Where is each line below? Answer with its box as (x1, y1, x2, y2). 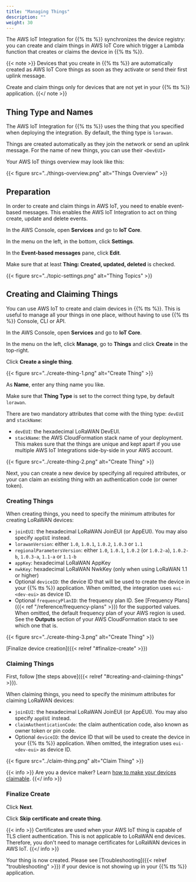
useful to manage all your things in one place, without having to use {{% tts (6, 311, 189, 318)
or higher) (14, 572, 40, 579)
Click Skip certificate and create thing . (6, 815, 102, 822)
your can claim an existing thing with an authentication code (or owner (6, 476, 178, 483)
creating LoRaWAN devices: (6, 517, 74, 524)
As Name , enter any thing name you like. (6, 381, 105, 388)
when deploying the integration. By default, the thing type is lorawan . (6, 129, 173, 136)
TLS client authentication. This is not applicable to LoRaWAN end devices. (6, 832, 186, 839)
